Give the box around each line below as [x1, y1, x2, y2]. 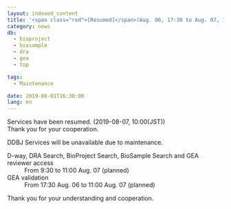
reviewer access [7, 159, 54, 167]
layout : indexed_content [7, 10, 78, 17]
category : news [7, 23, 51, 30]
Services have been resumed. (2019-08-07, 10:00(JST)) [7, 118, 166, 126]
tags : [7, 74, 23, 80]
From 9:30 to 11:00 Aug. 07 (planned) [24, 166, 129, 175]
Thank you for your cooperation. [7, 125, 99, 133]
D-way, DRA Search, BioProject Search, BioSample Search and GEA [7, 152, 199, 160]
